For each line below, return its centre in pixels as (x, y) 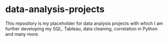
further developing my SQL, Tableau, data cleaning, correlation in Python (81, 28)
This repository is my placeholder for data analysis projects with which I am (84, 23)
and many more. (22, 34)
